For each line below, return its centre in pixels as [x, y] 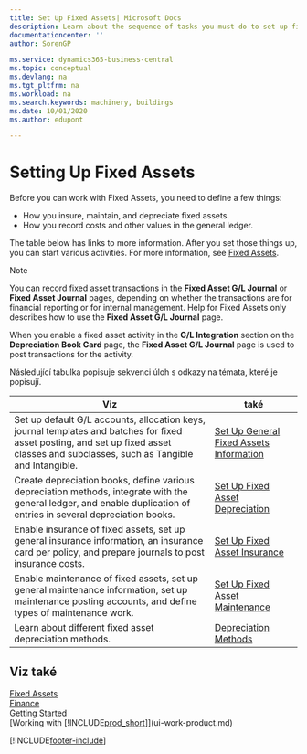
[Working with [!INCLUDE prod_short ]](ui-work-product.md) [121, 722]
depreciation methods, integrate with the [101, 492]
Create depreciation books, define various [104, 481]
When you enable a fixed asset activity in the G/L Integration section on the [152, 335]
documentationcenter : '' [57, 35]
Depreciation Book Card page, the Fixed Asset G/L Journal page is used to [152, 345]
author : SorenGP [40, 43]
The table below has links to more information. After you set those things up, [153, 243]
